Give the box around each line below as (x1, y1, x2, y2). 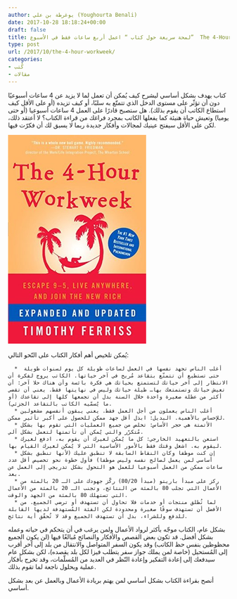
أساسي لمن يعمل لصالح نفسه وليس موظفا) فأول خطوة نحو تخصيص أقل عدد (8, 456, 213, 463)
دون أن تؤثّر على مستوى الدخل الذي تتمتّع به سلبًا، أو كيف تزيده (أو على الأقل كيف (8, 98, 220, 107)
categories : (8, 56, 43, 63)
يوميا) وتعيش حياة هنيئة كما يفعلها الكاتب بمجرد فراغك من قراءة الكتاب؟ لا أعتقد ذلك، (8, 113, 229, 122)
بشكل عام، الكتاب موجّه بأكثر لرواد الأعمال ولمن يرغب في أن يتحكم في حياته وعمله (8, 524, 226, 534)
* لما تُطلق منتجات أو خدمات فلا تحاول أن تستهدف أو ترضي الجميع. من (14, 498, 217, 505)
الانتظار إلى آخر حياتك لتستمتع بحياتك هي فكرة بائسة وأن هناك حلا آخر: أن (8, 379, 229, 386)
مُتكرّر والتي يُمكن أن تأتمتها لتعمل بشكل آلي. (8, 428, 143, 435)
